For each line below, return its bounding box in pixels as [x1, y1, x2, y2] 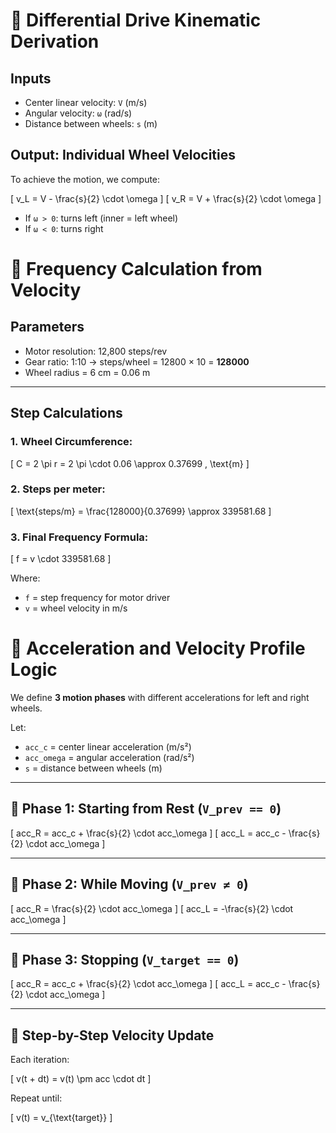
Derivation [10, 30, 100, 53]
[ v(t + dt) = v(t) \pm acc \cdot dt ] [10, 1073, 152, 1085]
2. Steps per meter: [10, 482, 106, 496]
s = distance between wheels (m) [24, 762, 163, 774]
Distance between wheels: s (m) [24, 118, 158, 129]
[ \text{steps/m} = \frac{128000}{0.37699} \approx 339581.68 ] [10, 505, 272, 517]
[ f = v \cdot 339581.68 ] [10, 553, 112, 565]
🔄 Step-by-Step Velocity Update [10, 1027, 215, 1044]
